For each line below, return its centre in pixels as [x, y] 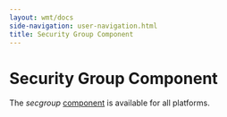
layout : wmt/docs [42, 17]
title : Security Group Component [71, 34]
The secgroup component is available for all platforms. [109, 103]
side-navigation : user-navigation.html [84, 26]
